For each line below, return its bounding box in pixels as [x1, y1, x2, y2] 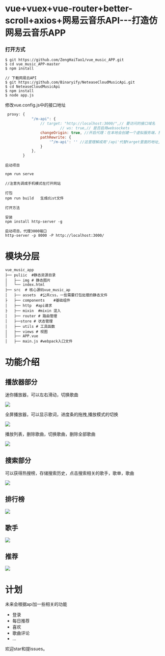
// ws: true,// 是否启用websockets [59, 126, 130, 131]
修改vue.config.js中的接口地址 [5, 102, 66, 108]
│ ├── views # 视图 [5, 329, 48, 335]
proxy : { [7, 112, 26, 117]
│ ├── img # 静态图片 [5, 278, 51, 283]
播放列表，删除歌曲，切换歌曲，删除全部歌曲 [5, 431, 96, 437]
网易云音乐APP [5, 28, 66, 38]
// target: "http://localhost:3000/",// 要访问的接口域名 [40, 121, 156, 126]
